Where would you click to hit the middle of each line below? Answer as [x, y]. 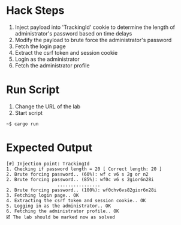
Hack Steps [35, 11]
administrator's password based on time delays [73, 33]
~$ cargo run [22, 124]
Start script [29, 112]
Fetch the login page [40, 46]
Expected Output [49, 148]
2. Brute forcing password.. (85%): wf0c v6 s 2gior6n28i [80, 179]
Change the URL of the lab [48, 106]
